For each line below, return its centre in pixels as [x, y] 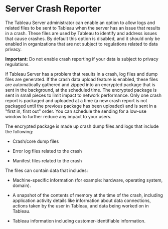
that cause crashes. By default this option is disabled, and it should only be [83, 39]
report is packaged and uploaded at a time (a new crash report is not [76, 100]
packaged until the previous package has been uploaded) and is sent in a [81, 106]
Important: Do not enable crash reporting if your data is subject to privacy [82, 59]
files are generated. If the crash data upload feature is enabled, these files [82, 79]
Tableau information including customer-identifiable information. [79, 220]
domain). [22, 185]
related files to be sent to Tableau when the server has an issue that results [83, 28]
